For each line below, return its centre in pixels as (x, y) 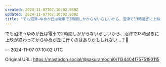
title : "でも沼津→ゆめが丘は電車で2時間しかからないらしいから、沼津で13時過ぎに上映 (83, 19)
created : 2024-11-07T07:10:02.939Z (42, 10)
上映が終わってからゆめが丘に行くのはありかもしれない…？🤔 (67, 40)
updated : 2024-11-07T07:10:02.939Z (42, 14)
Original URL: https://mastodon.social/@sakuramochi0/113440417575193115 (82, 60)
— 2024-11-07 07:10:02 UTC (34, 50)
